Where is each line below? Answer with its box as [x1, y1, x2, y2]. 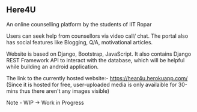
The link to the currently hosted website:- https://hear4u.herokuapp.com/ [6, 74, 188, 81]
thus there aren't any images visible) [19, 87, 110, 95]
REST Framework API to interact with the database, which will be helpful [6, 56, 185, 63]
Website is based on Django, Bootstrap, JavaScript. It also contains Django [6, 50, 192, 57]
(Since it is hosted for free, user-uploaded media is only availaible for [6, 81, 177, 88]
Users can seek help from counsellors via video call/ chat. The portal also [6, 32, 189, 40]
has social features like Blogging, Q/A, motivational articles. [6, 38, 153, 46]
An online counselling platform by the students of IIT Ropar [6, 20, 152, 28]
